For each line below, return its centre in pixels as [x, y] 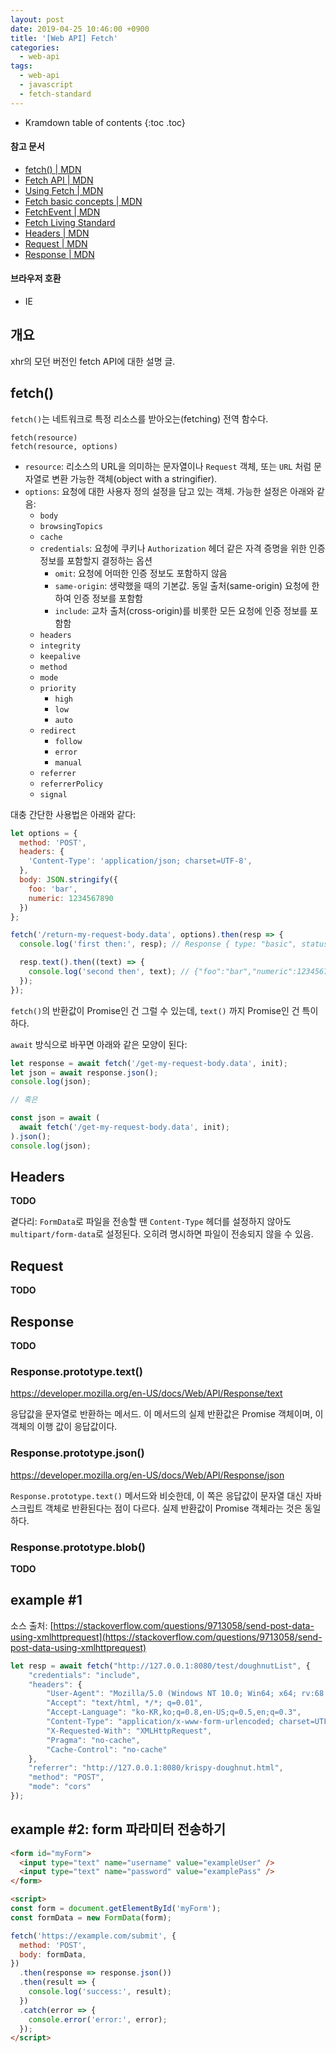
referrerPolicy [71, 784]
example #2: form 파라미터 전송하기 [118, 1829]
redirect [58, 731]
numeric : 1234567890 [71, 898]
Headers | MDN [57, 233]
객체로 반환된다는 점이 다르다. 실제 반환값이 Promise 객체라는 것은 [173, 1508]
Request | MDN [56, 243]
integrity [60, 646]
